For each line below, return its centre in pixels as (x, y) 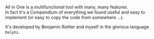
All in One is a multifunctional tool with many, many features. (67, 7)
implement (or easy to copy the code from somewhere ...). (65, 17)
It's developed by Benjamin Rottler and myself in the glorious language (77, 27)
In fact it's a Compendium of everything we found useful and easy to (75, 12)
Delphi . (12, 32)
